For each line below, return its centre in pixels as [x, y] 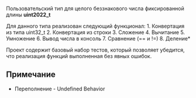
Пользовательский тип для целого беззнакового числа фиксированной [95, 9]
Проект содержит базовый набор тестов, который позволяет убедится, [96, 50]
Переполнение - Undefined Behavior [60, 89]
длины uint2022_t [28, 15]
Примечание [31, 75]
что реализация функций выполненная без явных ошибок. [79, 56]
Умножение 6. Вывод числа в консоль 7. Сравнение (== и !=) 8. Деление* [98, 38]
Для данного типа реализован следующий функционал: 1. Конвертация [95, 26]
